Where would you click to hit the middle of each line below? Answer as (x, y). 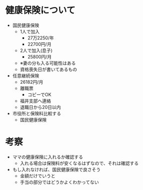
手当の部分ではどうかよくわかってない (59, 182)
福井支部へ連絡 (35, 101)
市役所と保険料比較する (37, 113)
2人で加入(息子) (36, 50)
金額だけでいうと (38, 176)
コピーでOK (39, 94)
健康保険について (40, 10)
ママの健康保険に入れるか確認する (48, 157)
